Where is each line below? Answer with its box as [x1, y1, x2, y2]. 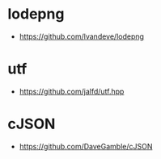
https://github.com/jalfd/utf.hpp [19, 86, 125, 96]
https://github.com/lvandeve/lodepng [19, 31, 145, 41]
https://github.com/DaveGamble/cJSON [19, 141, 153, 151]
